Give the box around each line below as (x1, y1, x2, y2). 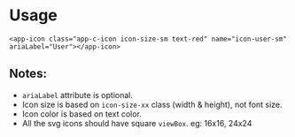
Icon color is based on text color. (21, 108, 142, 119)
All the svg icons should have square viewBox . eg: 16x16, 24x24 (21, 118, 252, 128)
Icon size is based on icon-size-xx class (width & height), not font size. (21, 99, 283, 110)
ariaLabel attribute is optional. (21, 89, 133, 100)
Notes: (9, 66, 47, 81)
